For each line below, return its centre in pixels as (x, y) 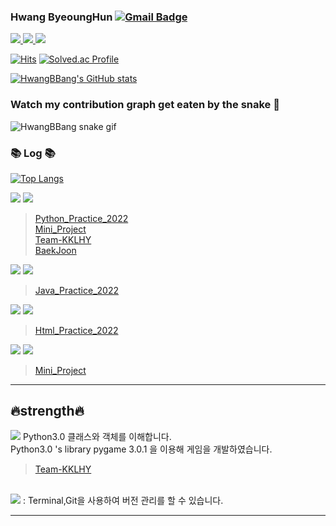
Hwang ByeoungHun (61, 17)
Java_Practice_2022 (76, 290)
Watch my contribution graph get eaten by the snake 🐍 (145, 105)
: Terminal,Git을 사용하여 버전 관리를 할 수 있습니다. (123, 500)
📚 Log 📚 (33, 153)
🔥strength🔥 (47, 411)
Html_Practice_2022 (76, 330)
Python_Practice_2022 (81, 218)
